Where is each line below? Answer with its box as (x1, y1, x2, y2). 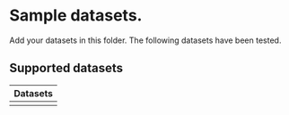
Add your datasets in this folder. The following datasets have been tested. (9, 35, 282, 45)
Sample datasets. (9, 5, 143, 26)
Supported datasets (9, 61, 124, 76)
